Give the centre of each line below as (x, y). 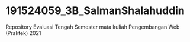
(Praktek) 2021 (23, 33)
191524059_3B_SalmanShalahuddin (95, 11)
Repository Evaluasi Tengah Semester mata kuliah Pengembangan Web (93, 27)
